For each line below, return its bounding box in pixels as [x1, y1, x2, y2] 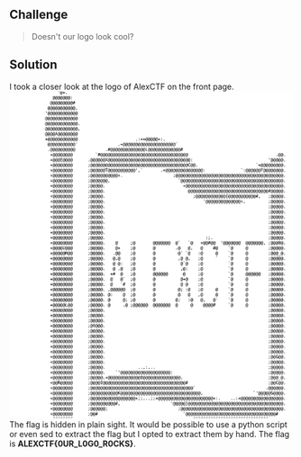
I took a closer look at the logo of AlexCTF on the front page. [9, 81, 234, 92]
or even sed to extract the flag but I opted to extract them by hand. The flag [9, 428, 290, 439]
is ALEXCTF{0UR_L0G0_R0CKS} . [9, 438, 137, 449]
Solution [9, 58, 58, 73]
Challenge [9, 7, 68, 22]
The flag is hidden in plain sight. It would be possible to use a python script [9, 418, 288, 430]
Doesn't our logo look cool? [31, 31, 134, 41]
